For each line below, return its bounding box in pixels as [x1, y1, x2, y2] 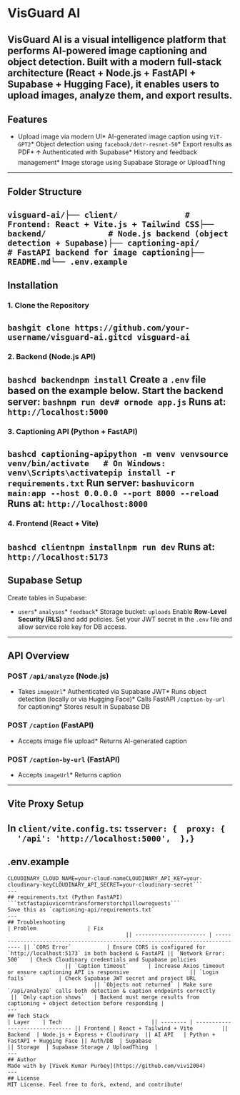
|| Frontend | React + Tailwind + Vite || [74, 1024, 229, 1032]
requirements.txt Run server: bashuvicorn [7, 477, 195, 489]
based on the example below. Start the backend [7, 385, 224, 397]
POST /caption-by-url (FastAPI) [7, 755, 120, 765]
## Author [7, 1056, 37, 1063]
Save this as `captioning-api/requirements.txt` [7, 906, 155, 913]
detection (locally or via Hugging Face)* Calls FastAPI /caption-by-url [17, 695, 226, 704]
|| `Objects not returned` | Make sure [94, 981, 213, 988]
